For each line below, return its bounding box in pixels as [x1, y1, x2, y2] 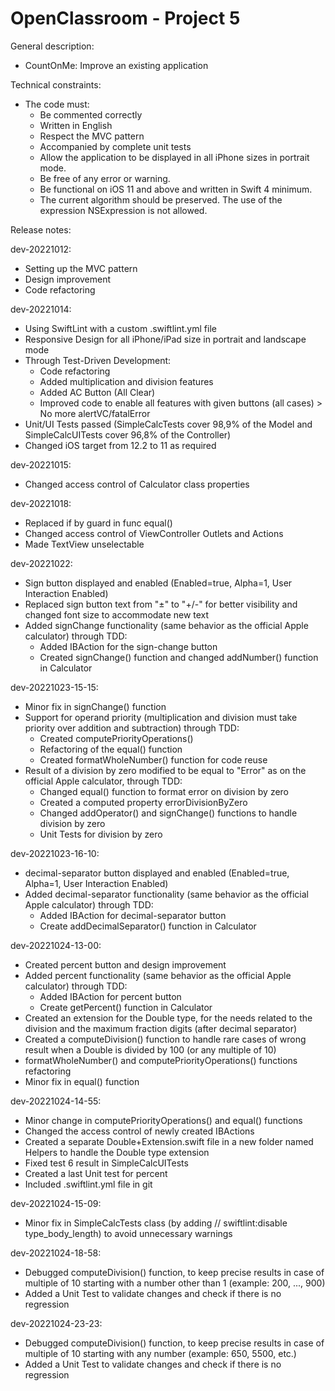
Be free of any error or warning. [39, 172, 171, 184]
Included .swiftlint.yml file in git [24, 1178, 153, 1190]
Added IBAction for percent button [39, 990, 182, 1002]
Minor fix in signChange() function [24, 700, 167, 712]
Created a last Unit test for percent [24, 1167, 168, 1179]
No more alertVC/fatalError [39, 407, 151, 419]
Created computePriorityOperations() [39, 732, 194, 744]
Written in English [39, 119, 113, 131]
